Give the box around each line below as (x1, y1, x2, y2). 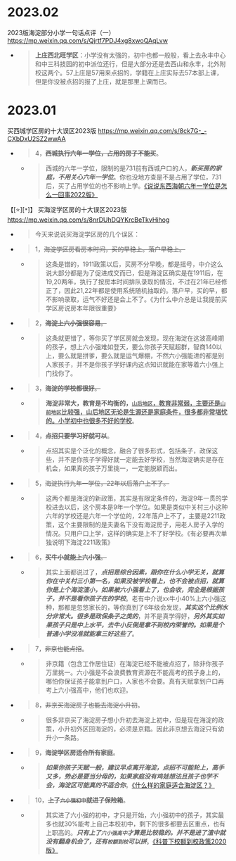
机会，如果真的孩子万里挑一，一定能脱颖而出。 (45, 464, 181, 472)
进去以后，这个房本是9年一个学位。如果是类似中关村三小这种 (51, 503, 228, 511)
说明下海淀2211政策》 (51, 538, 114, 546)
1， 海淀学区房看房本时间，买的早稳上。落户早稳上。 (34, 244, 186, 253)
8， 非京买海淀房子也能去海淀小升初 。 (34, 700, 144, 709)
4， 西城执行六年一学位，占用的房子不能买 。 (34, 149, 163, 157)
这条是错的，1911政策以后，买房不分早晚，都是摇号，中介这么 (45, 260, 223, 268)
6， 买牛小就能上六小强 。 (34, 553, 107, 561)
